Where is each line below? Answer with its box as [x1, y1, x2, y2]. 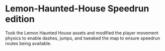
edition [5, 13, 35, 25]
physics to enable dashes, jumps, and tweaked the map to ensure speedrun [5, 35, 161, 41]
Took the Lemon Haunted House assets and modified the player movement [5, 30, 159, 36]
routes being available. [5, 40, 52, 46]
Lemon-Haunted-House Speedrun [5, 3, 149, 14]
